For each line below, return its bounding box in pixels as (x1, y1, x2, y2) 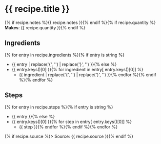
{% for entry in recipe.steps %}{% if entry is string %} (4, 104, 113, 110)
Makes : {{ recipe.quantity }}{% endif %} (4, 24, 86, 30)
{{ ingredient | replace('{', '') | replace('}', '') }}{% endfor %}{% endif (19, 72, 157, 78)
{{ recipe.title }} (4, 3, 70, 15)
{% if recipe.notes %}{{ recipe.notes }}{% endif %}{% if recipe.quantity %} (4, 20, 156, 25)
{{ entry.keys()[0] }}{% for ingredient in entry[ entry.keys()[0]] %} (11, 66, 143, 72)
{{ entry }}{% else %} (11, 113, 55, 119)
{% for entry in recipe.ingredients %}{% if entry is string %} (4, 52, 125, 58)
